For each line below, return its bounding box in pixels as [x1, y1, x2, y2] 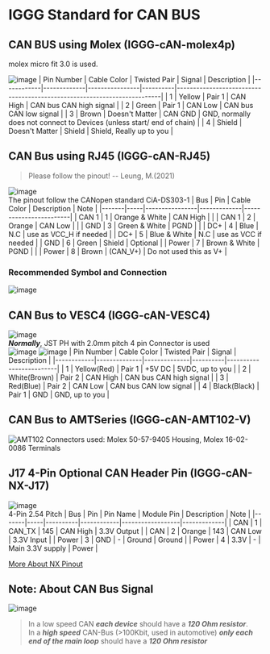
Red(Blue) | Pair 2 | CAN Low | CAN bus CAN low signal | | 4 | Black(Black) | [8, 381, 260, 390]
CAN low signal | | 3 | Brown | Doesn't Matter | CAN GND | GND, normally [8, 109, 251, 119]
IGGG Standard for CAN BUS [8, 6, 201, 24]
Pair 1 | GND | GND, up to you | [8, 389, 110, 399]
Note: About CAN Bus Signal [8, 582, 154, 596]
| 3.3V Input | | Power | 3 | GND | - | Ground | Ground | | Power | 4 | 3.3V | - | [8, 535, 261, 544]
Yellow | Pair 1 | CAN [178, 92, 247, 102]
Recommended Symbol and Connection [8, 266, 168, 277]
